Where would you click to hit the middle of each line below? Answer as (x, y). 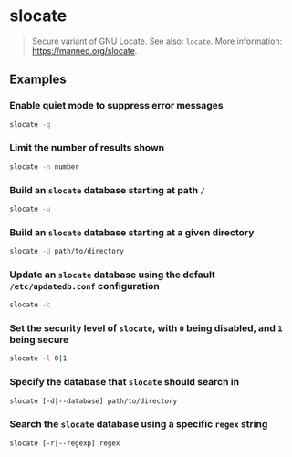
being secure (39, 340)
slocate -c (30, 305)
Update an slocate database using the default (113, 275)
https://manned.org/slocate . (84, 50)
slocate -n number (44, 166)
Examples (38, 80)
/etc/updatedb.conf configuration (84, 286)
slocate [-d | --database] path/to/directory (94, 401)
